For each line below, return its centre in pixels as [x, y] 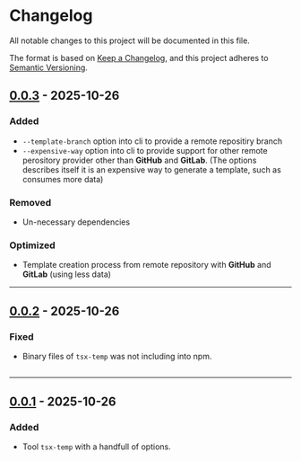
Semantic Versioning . [48, 67]
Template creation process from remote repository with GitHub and [146, 265]
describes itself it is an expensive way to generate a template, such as [152, 169]
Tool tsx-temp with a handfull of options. [97, 447]
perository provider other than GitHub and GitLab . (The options [139, 160]
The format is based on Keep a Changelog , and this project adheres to [139, 58]
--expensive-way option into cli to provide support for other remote [145, 150]
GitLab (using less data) [67, 274]
